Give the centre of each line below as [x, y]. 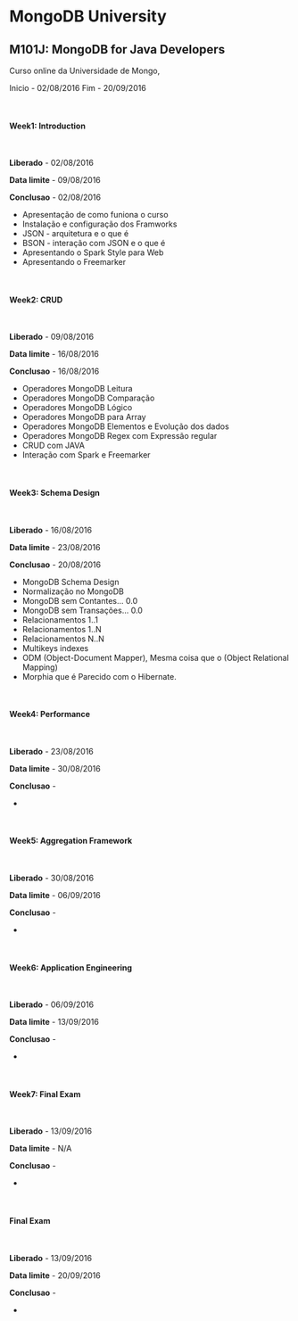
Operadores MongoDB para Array [84, 417]
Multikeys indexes [55, 648]
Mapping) [40, 667]
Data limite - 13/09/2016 [54, 1022]
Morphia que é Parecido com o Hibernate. [99, 676]
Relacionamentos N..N [63, 639]
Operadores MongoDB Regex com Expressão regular [120, 436]
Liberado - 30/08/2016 [52, 878]
